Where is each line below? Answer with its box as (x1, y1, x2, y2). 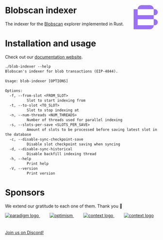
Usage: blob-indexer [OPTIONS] (5, 78, 68, 84)
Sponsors (5, 187, 45, 198)
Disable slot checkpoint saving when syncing (26, 141, 120, 147)
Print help (26, 161, 49, 166)
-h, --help (9, 156, 32, 161)
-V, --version (9, 166, 38, 171)
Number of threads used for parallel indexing (26, 117, 123, 122)
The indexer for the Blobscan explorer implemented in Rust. (5, 21, 124, 27)
